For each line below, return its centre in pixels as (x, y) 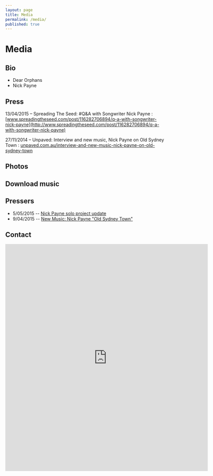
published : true (22, 24)
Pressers (20, 201)
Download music (32, 184)
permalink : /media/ (26, 19)
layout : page (19, 10)
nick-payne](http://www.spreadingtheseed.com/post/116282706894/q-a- (82, 124)
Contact (18, 235)
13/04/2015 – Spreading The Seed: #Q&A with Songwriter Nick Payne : (79, 114)
